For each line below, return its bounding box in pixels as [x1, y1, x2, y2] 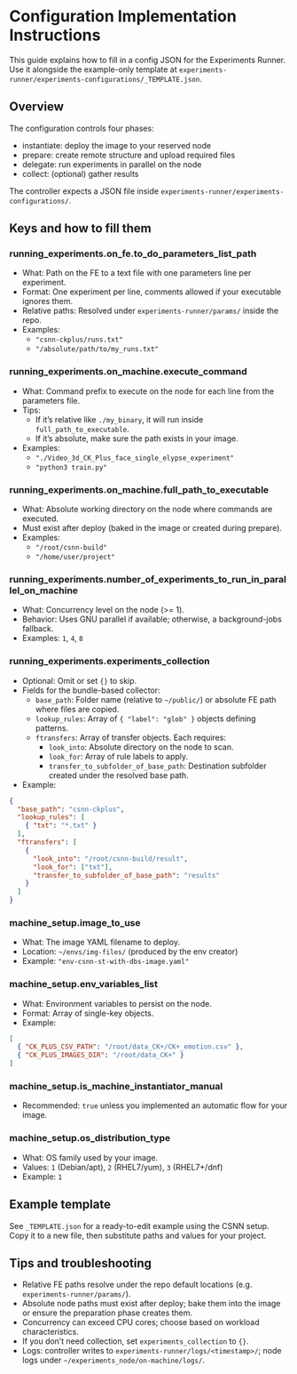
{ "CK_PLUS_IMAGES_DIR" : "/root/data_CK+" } [17, 1051, 184, 1060]
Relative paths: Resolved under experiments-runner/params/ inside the [21, 305, 279, 317]
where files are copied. [35, 703, 120, 714]
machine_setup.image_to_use [9, 916, 141, 928]
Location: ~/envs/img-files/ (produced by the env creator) [21, 946, 238, 957]
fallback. [21, 623, 54, 634]
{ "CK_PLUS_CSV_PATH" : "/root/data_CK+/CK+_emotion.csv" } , [17, 1042, 244, 1051]
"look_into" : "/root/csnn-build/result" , [32, 854, 189, 864]
